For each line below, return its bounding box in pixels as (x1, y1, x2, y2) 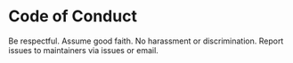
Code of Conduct (8, 6, 137, 27)
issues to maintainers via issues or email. (8, 44, 159, 55)
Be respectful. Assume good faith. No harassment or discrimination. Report (8, 35, 284, 46)
